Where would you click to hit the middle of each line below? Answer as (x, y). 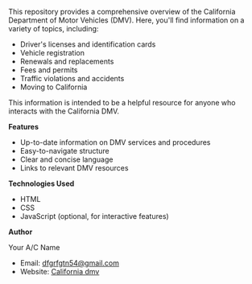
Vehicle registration (52, 53)
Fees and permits (49, 70)
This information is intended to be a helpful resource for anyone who (122, 103)
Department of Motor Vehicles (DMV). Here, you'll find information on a (126, 20)
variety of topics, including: (54, 29)
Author (21, 232)
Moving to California (54, 87)
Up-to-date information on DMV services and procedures (115, 142)
